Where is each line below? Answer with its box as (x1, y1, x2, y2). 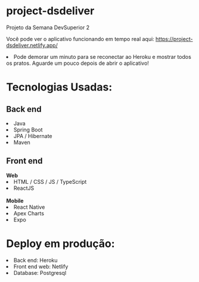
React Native (14, 203, 45, 211)
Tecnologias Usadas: (6, 80, 113, 94)
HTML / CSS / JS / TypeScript (14, 178, 87, 185)
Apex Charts (14, 209, 45, 217)
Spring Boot (14, 126, 43, 133)
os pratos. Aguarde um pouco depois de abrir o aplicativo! (6, 59, 149, 67)
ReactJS (14, 184, 35, 192)
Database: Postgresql (14, 269, 67, 276)
